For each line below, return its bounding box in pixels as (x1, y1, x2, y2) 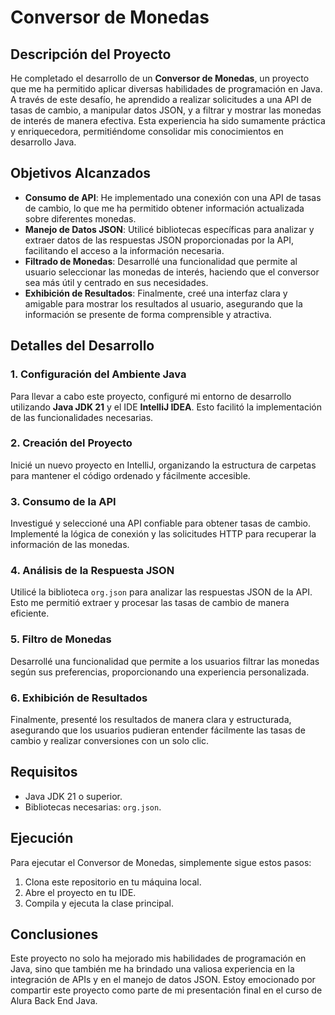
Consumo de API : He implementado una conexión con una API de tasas (24, 191, 322, 203)
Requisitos (10, 764, 78, 781)
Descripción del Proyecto (10, 46, 172, 63)
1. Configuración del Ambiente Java (10, 367, 187, 381)
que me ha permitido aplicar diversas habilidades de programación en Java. (10, 83, 323, 95)
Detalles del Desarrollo (10, 337, 155, 355)
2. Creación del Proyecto (10, 436, 133, 450)
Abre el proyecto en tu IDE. (24, 886, 137, 898)
